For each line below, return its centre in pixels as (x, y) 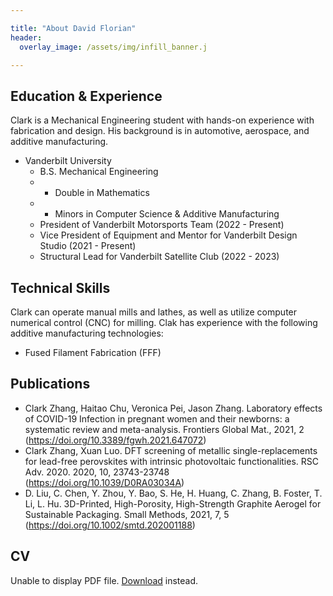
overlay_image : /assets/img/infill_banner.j (113, 47)
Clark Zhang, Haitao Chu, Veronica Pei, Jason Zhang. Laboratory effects (173, 408)
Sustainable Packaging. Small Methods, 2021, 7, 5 (127, 514)
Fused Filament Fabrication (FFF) (93, 352)
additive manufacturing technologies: (87, 333)
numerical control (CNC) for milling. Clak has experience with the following (164, 322)
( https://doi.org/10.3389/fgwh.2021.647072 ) (115, 440)
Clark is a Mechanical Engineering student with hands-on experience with (162, 120)
